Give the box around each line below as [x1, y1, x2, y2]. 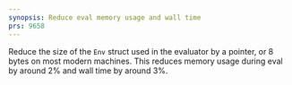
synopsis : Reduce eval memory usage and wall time [8, 13, 202, 22]
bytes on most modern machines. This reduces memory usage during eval [8, 55, 283, 66]
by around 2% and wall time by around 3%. [8, 64, 168, 76]
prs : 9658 [8, 21, 46, 30]
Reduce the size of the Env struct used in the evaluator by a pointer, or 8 [8, 46, 274, 56]
